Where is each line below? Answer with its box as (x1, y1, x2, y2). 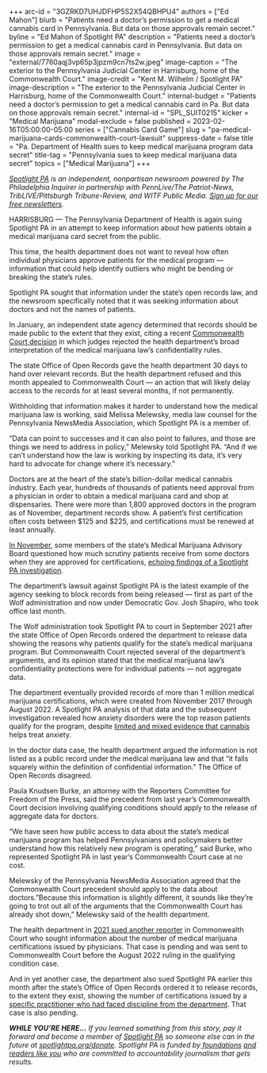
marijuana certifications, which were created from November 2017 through (9, 697, 253, 705)
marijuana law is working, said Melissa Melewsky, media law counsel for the (9, 410, 257, 419)
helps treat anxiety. (9, 730, 72, 739)
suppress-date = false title (167, 133, 254, 142)
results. (9, 1057, 34, 1067)
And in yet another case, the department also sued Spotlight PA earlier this (9, 975, 253, 983)
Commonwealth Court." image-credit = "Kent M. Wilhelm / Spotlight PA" (9, 75, 243, 83)
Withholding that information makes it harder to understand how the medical (9, 401, 258, 411)
